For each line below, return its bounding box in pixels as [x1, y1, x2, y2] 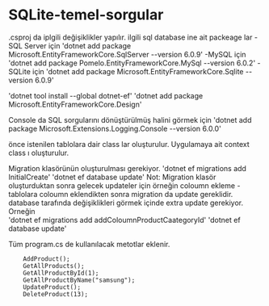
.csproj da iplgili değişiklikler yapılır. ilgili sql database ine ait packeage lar [8, 32, 253, 42]
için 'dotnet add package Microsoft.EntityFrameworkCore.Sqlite [32, 66, 244, 76]
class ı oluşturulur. [8, 148, 69, 157]
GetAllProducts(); [23, 262, 85, 270]
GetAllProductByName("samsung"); [23, 276, 136, 284]
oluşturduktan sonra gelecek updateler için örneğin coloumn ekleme [8, 180, 236, 191]
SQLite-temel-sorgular [8, 6, 164, 24]
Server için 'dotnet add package [23, 40, 132, 50]
